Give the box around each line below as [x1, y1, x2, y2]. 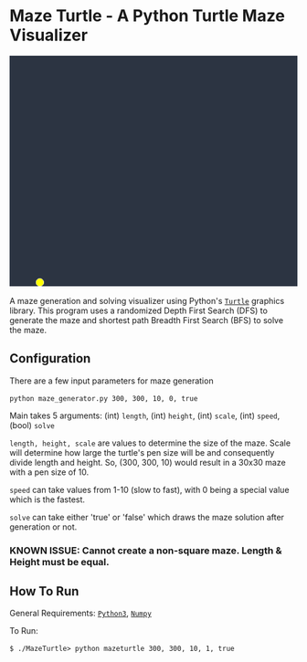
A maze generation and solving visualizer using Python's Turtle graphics [9, 295, 285, 306]
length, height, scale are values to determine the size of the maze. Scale [9, 437, 291, 448]
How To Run [9, 583, 79, 599]
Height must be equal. [9, 555, 110, 568]
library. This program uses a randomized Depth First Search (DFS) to [9, 305, 268, 316]
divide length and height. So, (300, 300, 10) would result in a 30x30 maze [9, 457, 286, 468]
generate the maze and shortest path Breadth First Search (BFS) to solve [9, 314, 284, 325]
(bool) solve [9, 419, 55, 430]
